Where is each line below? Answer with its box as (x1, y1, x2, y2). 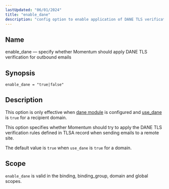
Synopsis (5, 69, 35, 77)
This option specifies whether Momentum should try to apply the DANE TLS (5, 124, 162, 130)
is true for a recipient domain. (5, 114, 67, 120)
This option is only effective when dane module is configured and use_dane (5, 109, 162, 115)
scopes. (5, 178, 22, 184)
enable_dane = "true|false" (5, 82, 64, 87)
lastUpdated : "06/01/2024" (5, 7, 62, 13)
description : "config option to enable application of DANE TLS (5, 17, 143, 22)
